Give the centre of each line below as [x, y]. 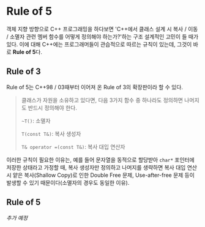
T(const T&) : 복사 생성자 [51, 133]
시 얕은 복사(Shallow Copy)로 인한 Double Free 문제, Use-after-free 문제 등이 [100, 175]
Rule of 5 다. [28, 52]
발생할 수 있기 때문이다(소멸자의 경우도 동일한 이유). [68, 182]
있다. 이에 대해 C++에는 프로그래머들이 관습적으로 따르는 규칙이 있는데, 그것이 [99, 44]
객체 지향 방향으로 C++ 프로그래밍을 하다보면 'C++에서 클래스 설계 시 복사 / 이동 [102, 29]
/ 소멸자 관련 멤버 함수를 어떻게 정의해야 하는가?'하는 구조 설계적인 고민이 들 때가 [102, 36]
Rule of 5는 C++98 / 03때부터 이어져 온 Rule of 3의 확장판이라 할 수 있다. [95, 87]
